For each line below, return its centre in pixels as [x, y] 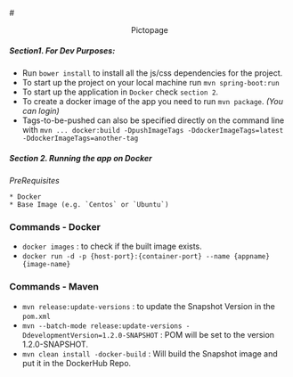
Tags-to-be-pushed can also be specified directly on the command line [153, 120]
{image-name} [46, 265]
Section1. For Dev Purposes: [62, 50]
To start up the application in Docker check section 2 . [120, 92]
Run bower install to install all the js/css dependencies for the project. [152, 73]
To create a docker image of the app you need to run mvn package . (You [152, 101]
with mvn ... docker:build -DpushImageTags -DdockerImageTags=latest [153, 129]
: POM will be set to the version [217, 334]
